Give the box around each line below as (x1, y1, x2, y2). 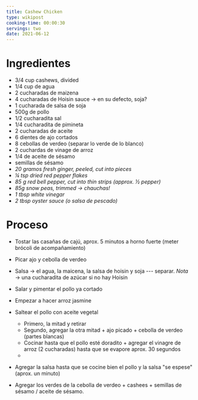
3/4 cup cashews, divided (14, 77, 79, 84)
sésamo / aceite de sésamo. (14, 388, 85, 395)
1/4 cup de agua (14, 83, 55, 90)
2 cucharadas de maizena (14, 89, 79, 96)
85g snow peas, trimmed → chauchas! (14, 185, 110, 192)
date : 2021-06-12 (6, 31, 49, 37)
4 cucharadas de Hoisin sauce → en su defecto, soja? (14, 96, 147, 103)
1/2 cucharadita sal (14, 115, 61, 122)
